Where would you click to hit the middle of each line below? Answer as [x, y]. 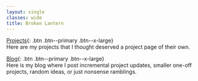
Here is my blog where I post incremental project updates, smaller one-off [99, 65]
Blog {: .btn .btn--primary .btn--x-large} [55, 59]
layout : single [26, 12]
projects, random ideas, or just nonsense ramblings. [72, 72]
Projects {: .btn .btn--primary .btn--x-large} [60, 41]
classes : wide [24, 18]
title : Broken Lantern [35, 23]
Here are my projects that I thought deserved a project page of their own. [98, 47]
